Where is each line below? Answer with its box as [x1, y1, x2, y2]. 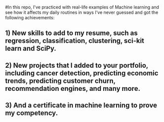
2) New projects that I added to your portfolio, [5, 61, 148, 70]
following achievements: [5, 15, 55, 20]
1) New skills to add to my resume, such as [5, 29, 138, 38]
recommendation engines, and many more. [5, 84, 141, 93]
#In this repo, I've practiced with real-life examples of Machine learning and [5, 4, 160, 10]
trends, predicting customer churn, [5, 77, 116, 85]
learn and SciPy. [5, 44, 57, 53]
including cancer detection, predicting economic [5, 69, 159, 77]
